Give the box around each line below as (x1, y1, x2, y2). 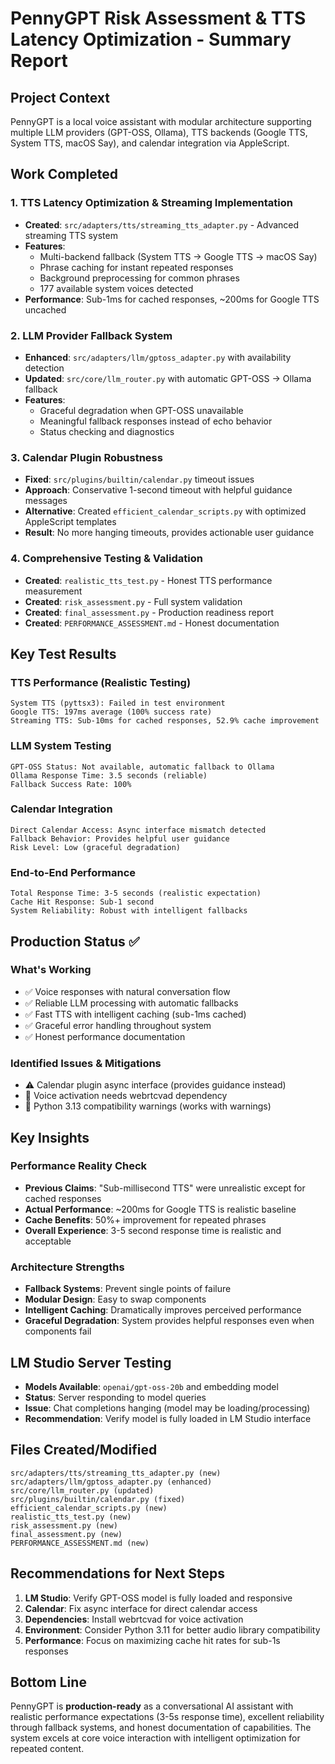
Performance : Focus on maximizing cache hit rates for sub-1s (24, 1634, 281, 1646)
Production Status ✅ (10, 933, 140, 950)
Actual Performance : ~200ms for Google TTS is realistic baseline (24, 1203, 297, 1215)
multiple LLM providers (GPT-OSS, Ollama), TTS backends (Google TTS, (10, 127, 308, 138)
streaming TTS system (24, 229, 118, 241)
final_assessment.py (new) (10, 1529, 123, 1539)
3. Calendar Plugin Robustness (10, 450, 163, 464)
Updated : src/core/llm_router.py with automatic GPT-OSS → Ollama (24, 372, 312, 384)
